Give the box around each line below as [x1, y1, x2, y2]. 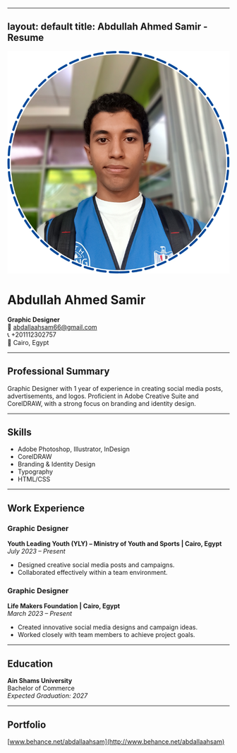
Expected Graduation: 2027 [7, 691, 88, 700]
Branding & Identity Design [17, 460, 96, 469]
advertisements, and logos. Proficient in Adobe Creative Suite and [7, 392, 199, 400]
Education [7, 658, 54, 670]
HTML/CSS [17, 475, 51, 484]
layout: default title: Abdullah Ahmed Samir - [7, 21, 208, 33]
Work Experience [7, 502, 85, 514]
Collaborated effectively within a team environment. [17, 568, 168, 577]
